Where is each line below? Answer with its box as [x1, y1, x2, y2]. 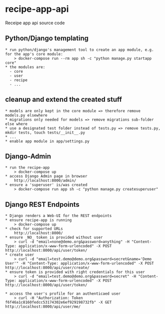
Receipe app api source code [5, 20, 65, 26]
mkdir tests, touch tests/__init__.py [5, 130, 85, 135]
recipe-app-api [5, 3, 69, 15]
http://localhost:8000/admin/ [14, 178, 77, 183]
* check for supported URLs [5, 226, 63, 231]
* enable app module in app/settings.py [5, 138, 90, 144]
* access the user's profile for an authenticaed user [5, 291, 121, 296]
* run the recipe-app [5, 165, 50, 170]
